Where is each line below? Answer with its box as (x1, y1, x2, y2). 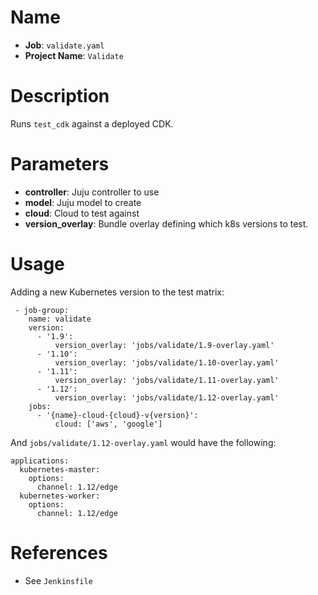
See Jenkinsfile (24, 574, 93, 586)
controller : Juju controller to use (24, 186, 160, 198)
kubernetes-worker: (19, 491, 101, 501)
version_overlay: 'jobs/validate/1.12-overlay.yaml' (54, 392, 280, 403)
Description (10, 85, 110, 108)
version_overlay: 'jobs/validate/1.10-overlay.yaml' (54, 357, 280, 368)
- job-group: (14, 305, 70, 315)
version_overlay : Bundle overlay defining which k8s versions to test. (24, 217, 309, 230)
